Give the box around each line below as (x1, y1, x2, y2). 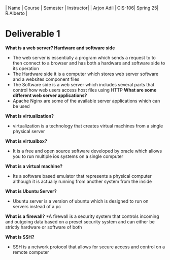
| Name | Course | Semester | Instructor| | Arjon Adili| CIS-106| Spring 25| (5, 5, 159, 11)
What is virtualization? (5, 113, 54, 119)
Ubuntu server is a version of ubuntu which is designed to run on (12, 198, 149, 204)
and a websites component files (12, 76, 80, 82)
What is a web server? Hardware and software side (5, 45, 115, 51)
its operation (12, 65, 39, 71)
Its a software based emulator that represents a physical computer (12, 173, 152, 179)
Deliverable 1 (5, 28, 60, 40)
